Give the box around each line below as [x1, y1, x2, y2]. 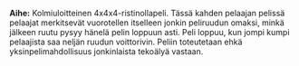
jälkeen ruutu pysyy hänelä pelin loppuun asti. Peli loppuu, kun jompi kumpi [9, 27, 290, 37]
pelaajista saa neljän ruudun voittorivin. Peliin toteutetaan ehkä [9, 36, 243, 47]
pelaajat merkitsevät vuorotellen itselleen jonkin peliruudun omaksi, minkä [9, 17, 285, 28]
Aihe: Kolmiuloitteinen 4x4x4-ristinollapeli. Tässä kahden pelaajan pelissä [9, 8, 285, 18]
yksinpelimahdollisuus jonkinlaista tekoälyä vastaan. [9, 46, 204, 57]
